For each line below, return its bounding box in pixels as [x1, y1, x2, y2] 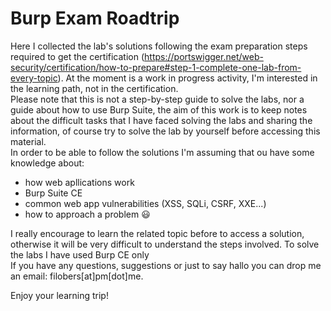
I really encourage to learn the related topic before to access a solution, [10, 227, 305, 239]
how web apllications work [24, 176, 135, 188]
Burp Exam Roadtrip [10, 7, 180, 30]
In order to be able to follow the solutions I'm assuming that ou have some [10, 146, 315, 158]
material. [10, 135, 47, 147]
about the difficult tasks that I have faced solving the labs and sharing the [10, 114, 313, 126]
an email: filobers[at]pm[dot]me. [10, 270, 144, 282]
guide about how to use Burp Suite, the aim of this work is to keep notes [10, 103, 308, 116]
